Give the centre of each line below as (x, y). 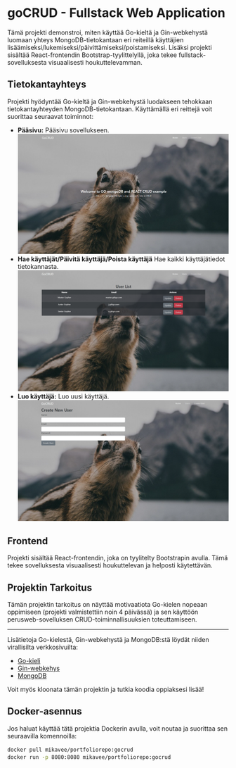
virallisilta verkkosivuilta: (43, 647)
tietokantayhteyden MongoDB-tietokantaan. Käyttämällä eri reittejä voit (110, 109)
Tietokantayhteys (47, 85)
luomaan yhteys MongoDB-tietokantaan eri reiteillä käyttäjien (96, 39)
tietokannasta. (38, 267)
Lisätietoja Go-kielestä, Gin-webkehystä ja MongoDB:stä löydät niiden (108, 640)
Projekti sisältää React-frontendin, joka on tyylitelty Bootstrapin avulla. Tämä (118, 558)
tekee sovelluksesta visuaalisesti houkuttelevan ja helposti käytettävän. (110, 565)
